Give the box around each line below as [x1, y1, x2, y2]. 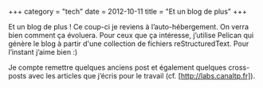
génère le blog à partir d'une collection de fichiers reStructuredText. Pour [8, 39, 249, 48]
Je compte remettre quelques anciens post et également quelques [8, 63, 227, 72]
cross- [228, 63, 250, 72]
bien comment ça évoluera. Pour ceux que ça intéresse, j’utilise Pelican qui [8, 31, 254, 40]
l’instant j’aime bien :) [8, 48, 78, 56]
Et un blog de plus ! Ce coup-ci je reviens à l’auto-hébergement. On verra [8, 22, 249, 31]
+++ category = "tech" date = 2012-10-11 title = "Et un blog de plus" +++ [8, 7, 247, 16]
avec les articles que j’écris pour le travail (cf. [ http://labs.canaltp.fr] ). [28, 71, 256, 80]
